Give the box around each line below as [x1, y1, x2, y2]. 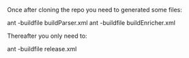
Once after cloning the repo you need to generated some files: [7, 6, 182, 13]
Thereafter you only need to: [7, 32, 87, 40]
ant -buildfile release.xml [7, 45, 77, 53]
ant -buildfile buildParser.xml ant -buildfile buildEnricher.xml [7, 19, 176, 26]
